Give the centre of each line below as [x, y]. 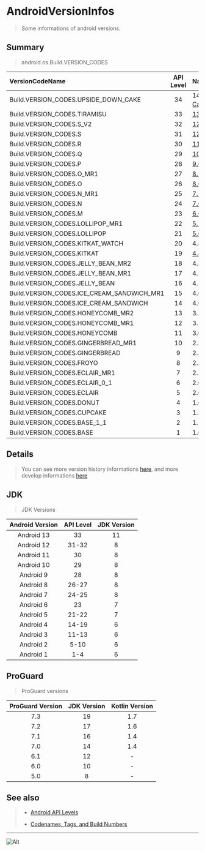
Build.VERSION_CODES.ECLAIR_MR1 [62, 373]
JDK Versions [38, 509]
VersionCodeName [38, 81]
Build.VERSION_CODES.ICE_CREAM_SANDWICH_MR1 [87, 293]
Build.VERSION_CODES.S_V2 [51, 124]
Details [20, 454]
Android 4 [34, 624]
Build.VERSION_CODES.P [45, 164]
